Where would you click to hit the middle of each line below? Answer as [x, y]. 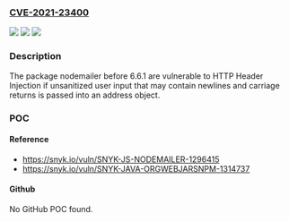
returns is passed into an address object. [85, 95]
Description [35, 56]
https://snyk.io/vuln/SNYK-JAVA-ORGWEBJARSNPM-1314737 [136, 168]
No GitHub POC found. [51, 209]
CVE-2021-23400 [49, 13]
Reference [29, 140]
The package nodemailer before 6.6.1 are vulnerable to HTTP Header [136, 76]
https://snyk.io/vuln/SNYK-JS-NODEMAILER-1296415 [121, 159]
